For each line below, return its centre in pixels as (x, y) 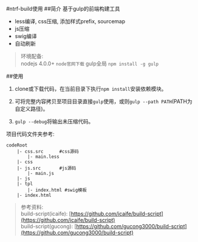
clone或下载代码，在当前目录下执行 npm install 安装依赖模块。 (91, 89)
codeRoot (17, 145)
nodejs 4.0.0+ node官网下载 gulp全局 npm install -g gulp (90, 63)
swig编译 (26, 36)
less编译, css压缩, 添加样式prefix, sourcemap (70, 21)
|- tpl (25, 184)
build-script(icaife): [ (46, 214)
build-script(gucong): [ (49, 226)
